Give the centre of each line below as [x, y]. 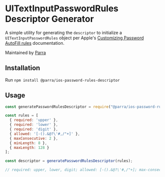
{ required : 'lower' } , [34, 125]
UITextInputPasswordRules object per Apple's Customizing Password [74, 38]
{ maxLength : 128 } [29, 147]
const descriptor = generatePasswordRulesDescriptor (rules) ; [69, 161]
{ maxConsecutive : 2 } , [34, 138]
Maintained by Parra [26, 53]
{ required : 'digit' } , [34, 129]
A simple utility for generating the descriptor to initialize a [64, 32]
